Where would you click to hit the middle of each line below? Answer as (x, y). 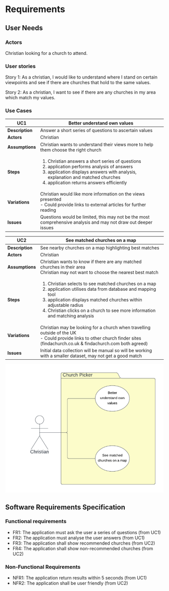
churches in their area (63, 267)
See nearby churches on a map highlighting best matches (100, 247)
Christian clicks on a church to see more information (102, 310)
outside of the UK (58, 333)
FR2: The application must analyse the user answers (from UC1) (78, 538)
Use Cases (19, 111)
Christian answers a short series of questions (94, 161)
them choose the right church (71, 150)
